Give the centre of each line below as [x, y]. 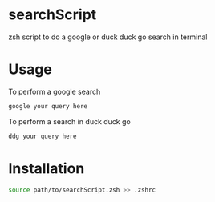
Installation [47, 168]
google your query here [48, 106]
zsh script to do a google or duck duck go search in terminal [108, 37]
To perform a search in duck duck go [69, 121]
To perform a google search [55, 91]
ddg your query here [43, 136]
